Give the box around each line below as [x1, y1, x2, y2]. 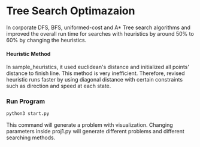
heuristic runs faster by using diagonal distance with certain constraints [6, 76, 183, 83]
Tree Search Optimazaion [6, 4, 135, 18]
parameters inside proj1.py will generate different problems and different [6, 128, 184, 135]
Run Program [6, 97, 46, 105]
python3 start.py [6, 111, 50, 117]
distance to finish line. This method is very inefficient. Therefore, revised [6, 70, 185, 77]
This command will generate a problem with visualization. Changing [6, 121, 174, 129]
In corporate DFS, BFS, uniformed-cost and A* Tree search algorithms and [6, 24, 190, 31]
